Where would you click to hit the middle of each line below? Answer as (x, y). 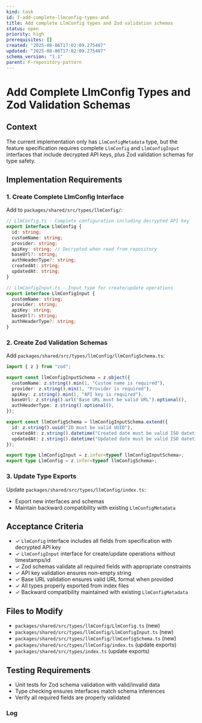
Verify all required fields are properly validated (72, 697)
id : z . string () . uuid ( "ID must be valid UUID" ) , (72, 427)
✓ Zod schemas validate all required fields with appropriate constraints (103, 566)
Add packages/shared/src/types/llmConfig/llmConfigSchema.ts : (86, 355)
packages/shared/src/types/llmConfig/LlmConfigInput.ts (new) (94, 632)
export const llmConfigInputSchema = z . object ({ (68, 377)
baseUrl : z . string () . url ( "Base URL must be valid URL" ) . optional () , (99, 400)
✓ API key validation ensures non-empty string (73, 573)
